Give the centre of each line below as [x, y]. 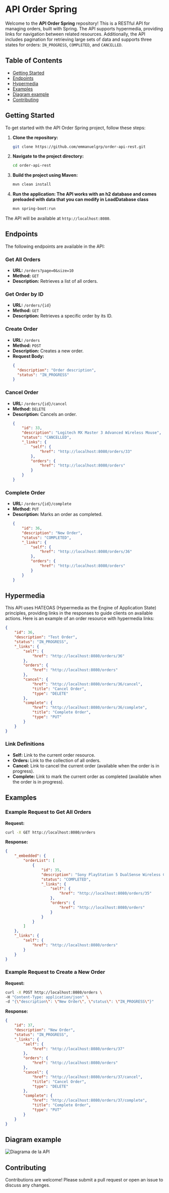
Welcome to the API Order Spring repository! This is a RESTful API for [77, 23]
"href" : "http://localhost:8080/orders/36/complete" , [90, 708]
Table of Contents [34, 61]
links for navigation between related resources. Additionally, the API [75, 34]
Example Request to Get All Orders [48, 812]
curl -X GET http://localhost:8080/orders [50, 832]
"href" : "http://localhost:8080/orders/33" [86, 451]
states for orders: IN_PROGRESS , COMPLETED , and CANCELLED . [64, 44]
